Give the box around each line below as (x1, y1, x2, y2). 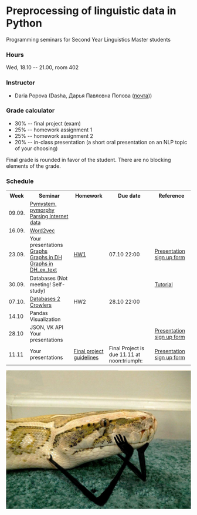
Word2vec (29, 227, 55, 234)
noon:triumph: (108, 357, 143, 364)
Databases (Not (29, 275, 68, 282)
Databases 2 (29, 295, 60, 302)
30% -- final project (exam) (14, 120, 81, 127)
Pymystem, (29, 200, 57, 207)
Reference (158, 192, 185, 199)
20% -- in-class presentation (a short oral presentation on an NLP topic (14, 138, 188, 145)
